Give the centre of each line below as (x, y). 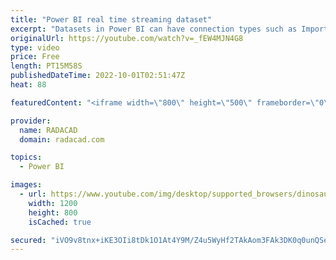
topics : (26, 157)
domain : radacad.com (62, 139)
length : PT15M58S (46, 66)
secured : (28, 240)
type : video (35, 47)
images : (26, 185)
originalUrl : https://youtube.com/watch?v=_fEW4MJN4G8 (127, 38)
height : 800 (53, 212)
